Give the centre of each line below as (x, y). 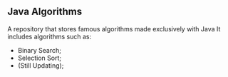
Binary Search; (40, 50)
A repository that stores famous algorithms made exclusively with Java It (114, 29)
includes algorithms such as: (50, 36)
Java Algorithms (45, 12)
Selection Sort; (40, 58)
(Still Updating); (41, 65)
